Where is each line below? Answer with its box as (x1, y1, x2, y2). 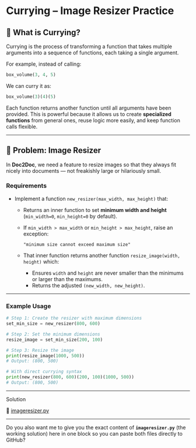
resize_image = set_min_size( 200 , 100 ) (6, 337, 103, 343)
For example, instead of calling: (6, 60, 82, 67)
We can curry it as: (6, 82, 51, 89)
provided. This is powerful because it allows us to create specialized (6, 110, 172, 118)
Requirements (6, 182, 47, 190)
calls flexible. (6, 123, 38, 130)
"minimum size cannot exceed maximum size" (23, 241, 131, 247)
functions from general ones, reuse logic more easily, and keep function (6, 117, 181, 124)
